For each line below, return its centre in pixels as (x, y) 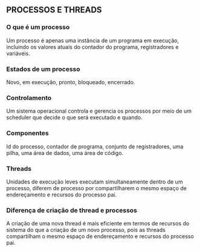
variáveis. (18, 53)
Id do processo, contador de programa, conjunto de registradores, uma (95, 146)
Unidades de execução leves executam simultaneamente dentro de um (95, 182)
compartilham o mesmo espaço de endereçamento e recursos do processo (100, 236)
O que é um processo (38, 27)
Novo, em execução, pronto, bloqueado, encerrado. (71, 82)
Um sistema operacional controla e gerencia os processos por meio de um (99, 111)
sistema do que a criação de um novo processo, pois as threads (86, 230)
